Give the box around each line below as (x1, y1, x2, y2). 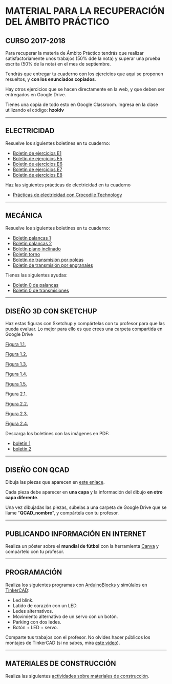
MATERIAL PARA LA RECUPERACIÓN (5, 5, 165, 17)
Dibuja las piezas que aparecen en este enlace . (5, 479, 105, 485)
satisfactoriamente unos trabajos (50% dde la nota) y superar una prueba (5, 55, 161, 61)
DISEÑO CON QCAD (5, 465, 70, 474)
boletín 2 (12, 446, 32, 452)
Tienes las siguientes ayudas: (5, 272, 68, 278)
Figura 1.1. (5, 341, 26, 348)
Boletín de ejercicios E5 (12, 155, 62, 161)
